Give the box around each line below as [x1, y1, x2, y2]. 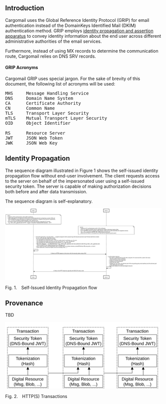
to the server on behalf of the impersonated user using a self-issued [5, 178, 145, 184]
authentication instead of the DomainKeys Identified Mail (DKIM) [5, 22, 136, 28]
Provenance [5, 299, 44, 308]
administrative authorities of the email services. [5, 38, 102, 44]
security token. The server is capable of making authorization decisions [5, 183, 152, 189]
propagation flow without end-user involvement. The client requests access [5, 172, 160, 178]
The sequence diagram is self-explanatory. [5, 198, 93, 204]
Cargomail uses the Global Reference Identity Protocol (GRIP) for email [5, 17, 150, 23]
